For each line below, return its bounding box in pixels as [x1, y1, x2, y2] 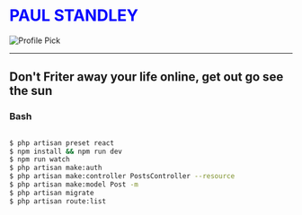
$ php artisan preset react [9, 138, 115, 148]
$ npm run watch [9, 155, 70, 164]
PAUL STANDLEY [9, 5, 139, 26]
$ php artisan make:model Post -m [9, 180, 139, 189]
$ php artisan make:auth [9, 163, 102, 173]
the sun [9, 83, 53, 99]
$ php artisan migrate [9, 188, 94, 197]
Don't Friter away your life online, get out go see [9, 69, 284, 85]
